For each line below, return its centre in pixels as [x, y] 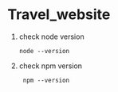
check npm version [51, 66]
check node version [51, 36]
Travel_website [59, 15]
